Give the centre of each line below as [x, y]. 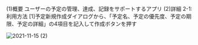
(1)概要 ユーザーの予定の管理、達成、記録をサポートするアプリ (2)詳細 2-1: [99, 9]
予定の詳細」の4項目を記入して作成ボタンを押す [77, 24]
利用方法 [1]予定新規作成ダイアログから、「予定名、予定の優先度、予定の [96, 16]
